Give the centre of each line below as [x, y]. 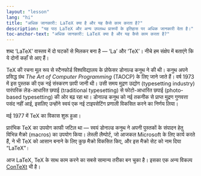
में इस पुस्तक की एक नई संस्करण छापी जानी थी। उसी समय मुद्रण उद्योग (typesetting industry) [100, 83]
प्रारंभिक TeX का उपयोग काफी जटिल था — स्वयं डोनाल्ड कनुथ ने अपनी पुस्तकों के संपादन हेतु [95, 128]
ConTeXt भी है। [23, 167]
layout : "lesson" [28, 12]
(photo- [174, 90]
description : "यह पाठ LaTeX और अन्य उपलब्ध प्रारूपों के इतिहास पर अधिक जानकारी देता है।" [100, 29]
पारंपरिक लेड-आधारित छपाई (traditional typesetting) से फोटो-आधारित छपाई [85, 90]
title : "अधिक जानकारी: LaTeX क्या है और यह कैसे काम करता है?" [74, 23]
